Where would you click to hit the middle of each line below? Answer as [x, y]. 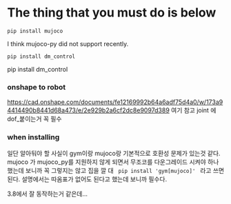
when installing [33, 137]
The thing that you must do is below [112, 13]
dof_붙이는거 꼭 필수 [34, 119]
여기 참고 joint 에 [194, 110]
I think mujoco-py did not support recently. [68, 43]
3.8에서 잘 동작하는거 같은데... [48, 194]
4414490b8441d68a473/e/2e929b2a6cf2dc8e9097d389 [89, 110]
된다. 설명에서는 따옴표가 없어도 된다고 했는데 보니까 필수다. [87, 179]
